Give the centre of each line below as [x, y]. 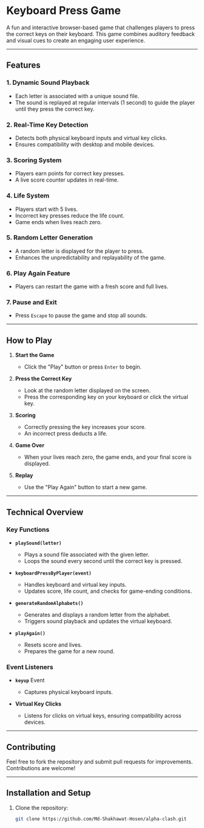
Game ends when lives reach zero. [58, 222]
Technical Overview [45, 512]
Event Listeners [30, 667]
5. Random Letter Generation [49, 238]
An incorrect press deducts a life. [66, 434]
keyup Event [30, 681]
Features [23, 65]
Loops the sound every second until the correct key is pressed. [103, 561]
